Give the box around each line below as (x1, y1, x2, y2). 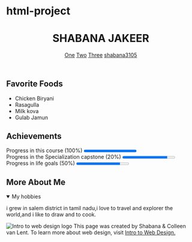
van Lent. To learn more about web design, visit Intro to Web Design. (6, 229, 176, 236)
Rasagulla (14, 101, 40, 108)
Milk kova (14, 107, 39, 114)
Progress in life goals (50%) (6, 160, 75, 167)
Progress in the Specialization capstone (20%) (6, 153, 121, 161)
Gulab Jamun (14, 114, 48, 121)
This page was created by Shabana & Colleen (73, 223, 186, 230)
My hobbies (11, 193, 41, 200)
